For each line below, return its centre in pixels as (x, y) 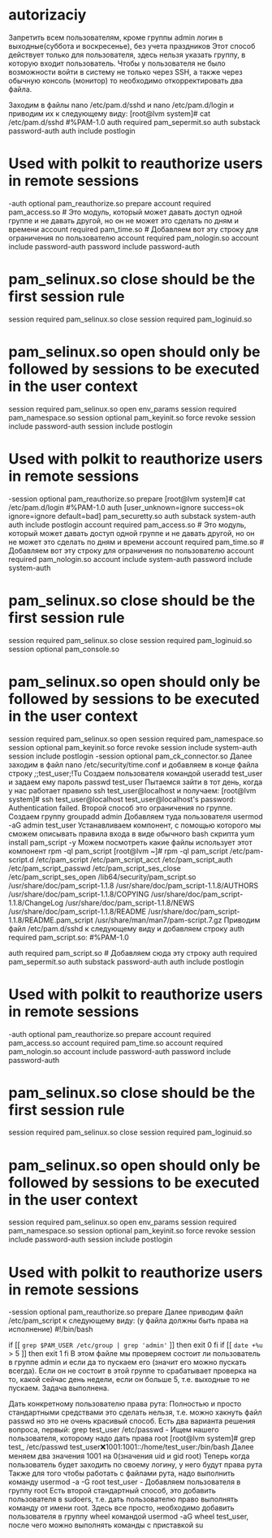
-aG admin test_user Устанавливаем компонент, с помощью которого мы (135, 825)
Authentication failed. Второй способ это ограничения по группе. (121, 808)
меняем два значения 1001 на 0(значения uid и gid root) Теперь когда (129, 1456)
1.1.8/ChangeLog (36, 902)
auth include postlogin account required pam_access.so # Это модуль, (127, 525)
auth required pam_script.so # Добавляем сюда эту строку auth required (133, 953)
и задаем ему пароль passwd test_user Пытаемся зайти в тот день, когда (136, 782)
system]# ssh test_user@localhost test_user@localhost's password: (122, 799)
